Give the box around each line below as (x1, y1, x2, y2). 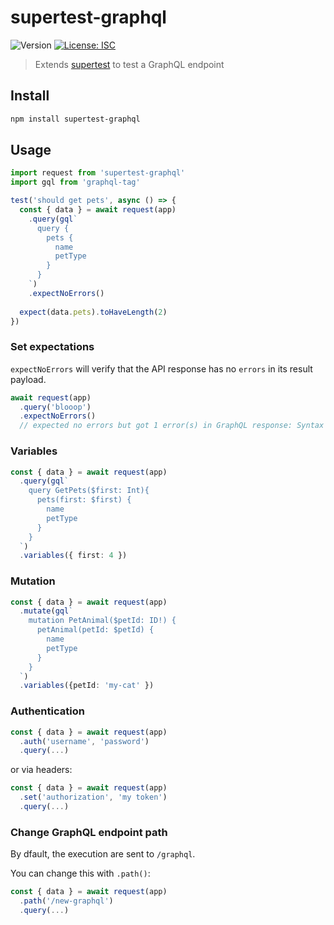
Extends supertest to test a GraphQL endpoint (34, 58, 225, 70)
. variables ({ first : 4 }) (19, 551, 128, 561)
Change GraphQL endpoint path (10, 825, 168, 839)
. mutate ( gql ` (19, 606, 74, 616)
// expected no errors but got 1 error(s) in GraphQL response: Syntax (19, 421, 325, 431)
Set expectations (10, 340, 95, 354)
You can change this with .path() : (10, 867, 151, 880)
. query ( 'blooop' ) (19, 402, 92, 412)
